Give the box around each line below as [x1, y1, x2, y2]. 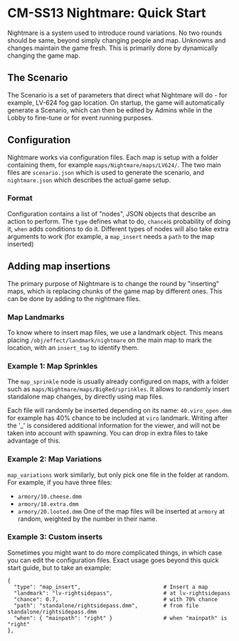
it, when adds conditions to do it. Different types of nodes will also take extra [7, 224, 229, 233]
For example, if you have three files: [7, 478, 112, 487]
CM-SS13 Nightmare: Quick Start [7, 5, 206, 21]
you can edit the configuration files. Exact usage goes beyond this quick [7, 556, 219, 564]
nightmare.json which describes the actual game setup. [7, 176, 171, 184]
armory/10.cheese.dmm [17, 493, 82, 500]
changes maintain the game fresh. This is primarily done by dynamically [7, 43, 218, 52]
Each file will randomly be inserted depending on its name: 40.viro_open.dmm [7, 406, 232, 415]
